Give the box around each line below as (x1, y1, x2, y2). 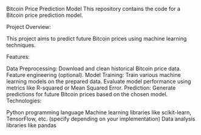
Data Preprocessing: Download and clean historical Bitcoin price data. (6, 65, 181, 72)
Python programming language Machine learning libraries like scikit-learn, (6, 109, 191, 116)
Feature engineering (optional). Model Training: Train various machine (6, 71, 181, 78)
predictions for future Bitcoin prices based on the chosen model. (6, 91, 168, 97)
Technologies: (6, 97, 42, 104)
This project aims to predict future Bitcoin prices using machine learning (6, 35, 187, 42)
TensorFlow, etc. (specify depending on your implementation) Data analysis (6, 115, 196, 122)
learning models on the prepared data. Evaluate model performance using (6, 78, 191, 85)
